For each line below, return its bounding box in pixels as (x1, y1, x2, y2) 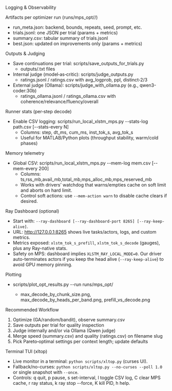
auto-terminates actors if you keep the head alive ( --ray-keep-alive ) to (12, 256, 164, 262)
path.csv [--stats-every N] (12, 124, 69, 130)
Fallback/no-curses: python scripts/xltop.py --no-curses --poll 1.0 (12, 364, 163, 369)
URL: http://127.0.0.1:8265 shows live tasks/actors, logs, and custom (12, 229, 157, 235)
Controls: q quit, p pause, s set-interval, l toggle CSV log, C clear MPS (12, 375, 161, 381)
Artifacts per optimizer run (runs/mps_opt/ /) (5, 14, 98, 20)
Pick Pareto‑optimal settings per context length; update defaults (12, 338, 148, 344)
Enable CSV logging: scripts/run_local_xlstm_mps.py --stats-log (12, 118, 148, 125)
